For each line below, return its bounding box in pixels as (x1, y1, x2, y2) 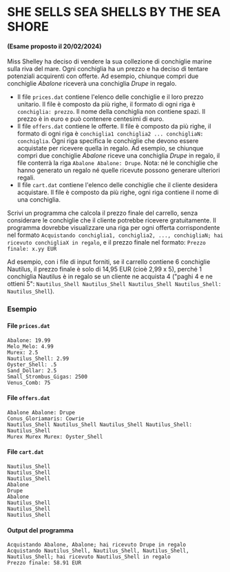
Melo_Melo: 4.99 (7, 343, 54, 350)
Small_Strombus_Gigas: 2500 (7, 373, 88, 380)
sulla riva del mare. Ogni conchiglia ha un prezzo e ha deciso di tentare (7, 65, 209, 73)
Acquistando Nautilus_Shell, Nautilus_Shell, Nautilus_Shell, (7, 547, 189, 555)
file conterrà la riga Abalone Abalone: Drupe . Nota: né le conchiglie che (17, 159, 218, 167)
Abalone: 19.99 (7, 336, 51, 344)
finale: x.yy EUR (7, 246, 57, 253)
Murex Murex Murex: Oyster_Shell (7, 433, 103, 440)
